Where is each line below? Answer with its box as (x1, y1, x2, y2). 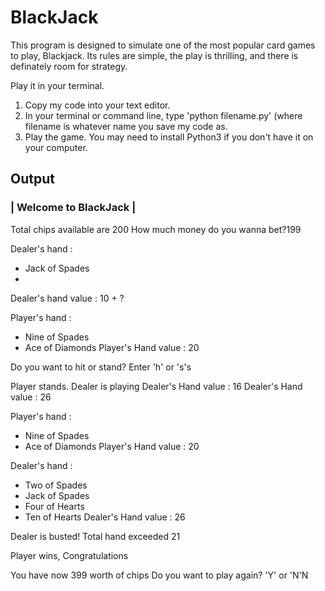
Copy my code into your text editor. (24, 99, 171, 111)
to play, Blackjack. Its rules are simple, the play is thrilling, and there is (10, 49, 299, 61)
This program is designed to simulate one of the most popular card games (10, 39, 316, 51)
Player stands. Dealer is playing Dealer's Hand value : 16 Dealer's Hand (10, 380, 303, 392)
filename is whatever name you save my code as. (24, 120, 228, 132)
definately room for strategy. (10, 60, 128, 72)
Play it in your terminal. (10, 79, 105, 91)
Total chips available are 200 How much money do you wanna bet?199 (10, 223, 302, 235)
